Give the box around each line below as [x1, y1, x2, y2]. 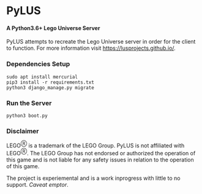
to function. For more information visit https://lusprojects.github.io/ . [6, 44, 176, 52]
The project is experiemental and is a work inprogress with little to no [6, 174, 181, 182]
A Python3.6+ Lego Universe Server [6, 24, 100, 31]
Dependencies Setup [6, 60, 70, 68]
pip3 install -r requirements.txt [6, 79, 95, 85]
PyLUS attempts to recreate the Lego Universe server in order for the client [6, 38, 196, 45]
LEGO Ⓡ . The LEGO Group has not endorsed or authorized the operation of [6, 148, 196, 157]
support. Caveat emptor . [6, 180, 69, 188]
